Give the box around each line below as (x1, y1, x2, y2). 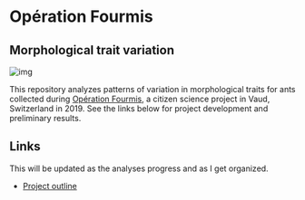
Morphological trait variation (9, 43, 175, 58)
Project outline (22, 180, 77, 191)
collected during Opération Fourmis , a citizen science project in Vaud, (9, 93, 271, 104)
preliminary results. (9, 113, 82, 123)
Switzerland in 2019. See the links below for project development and (9, 103, 269, 114)
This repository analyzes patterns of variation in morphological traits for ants (9, 84, 296, 94)
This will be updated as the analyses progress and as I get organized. (9, 163, 270, 174)
